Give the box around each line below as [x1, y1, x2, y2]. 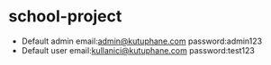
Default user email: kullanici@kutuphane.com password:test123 [21, 45, 256, 55]
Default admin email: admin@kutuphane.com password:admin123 [21, 36, 263, 46]
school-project [8, 6, 122, 27]
